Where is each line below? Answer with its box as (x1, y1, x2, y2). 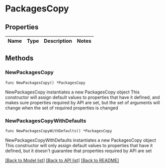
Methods (5, 54, 34, 63)
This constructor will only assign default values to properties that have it (5, 142, 153, 148)
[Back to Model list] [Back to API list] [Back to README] (5, 157, 119, 163)
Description (44, 38, 72, 44)
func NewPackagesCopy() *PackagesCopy (5, 80, 85, 85)
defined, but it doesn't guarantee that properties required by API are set (5, 148, 152, 154)
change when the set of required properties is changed (5, 105, 118, 111)
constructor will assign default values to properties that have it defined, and (5, 94, 160, 100)
